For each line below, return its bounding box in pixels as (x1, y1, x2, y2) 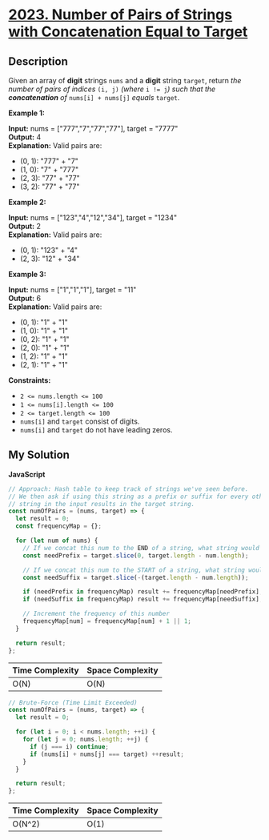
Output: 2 (8, 222, 42, 231)
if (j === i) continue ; (29, 742, 110, 750)
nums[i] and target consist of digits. (19, 416, 140, 426)
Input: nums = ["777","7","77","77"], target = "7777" (8, 124, 179, 133)
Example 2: (8, 198, 46, 207)
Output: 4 (8, 132, 42, 142)
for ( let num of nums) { (15, 537, 98, 545)
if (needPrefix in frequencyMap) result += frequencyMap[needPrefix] (22, 588, 260, 596)
